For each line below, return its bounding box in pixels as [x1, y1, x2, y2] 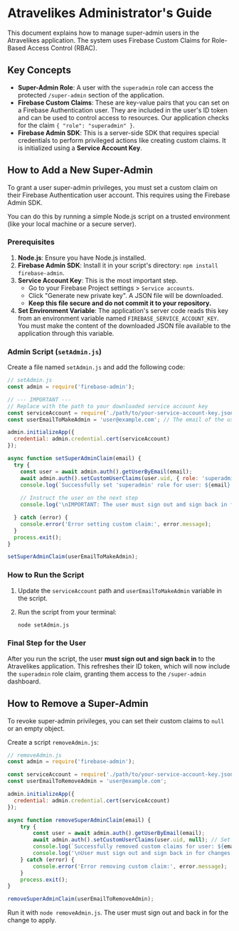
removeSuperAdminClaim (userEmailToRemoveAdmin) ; [7, 895, 154, 903]
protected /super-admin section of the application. [17, 90, 165, 99]
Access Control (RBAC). [27, 43, 97, 52]
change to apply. [7, 916, 57, 925]
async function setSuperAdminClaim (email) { [7, 455, 142, 462]
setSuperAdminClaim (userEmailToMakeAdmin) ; [7, 553, 139, 560]
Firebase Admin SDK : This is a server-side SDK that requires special [17, 128, 219, 137]
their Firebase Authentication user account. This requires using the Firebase [7, 191, 230, 199]
